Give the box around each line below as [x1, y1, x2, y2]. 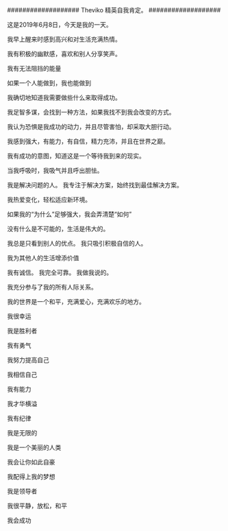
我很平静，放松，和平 [7, 501, 67, 510]
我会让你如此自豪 [7, 458, 55, 466]
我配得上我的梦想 [7, 473, 55, 480]
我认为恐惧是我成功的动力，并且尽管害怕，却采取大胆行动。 [7, 123, 175, 130]
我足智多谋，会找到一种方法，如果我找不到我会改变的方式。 [7, 108, 175, 116]
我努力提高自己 [7, 356, 49, 364]
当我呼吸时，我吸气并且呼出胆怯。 [7, 167, 103, 174]
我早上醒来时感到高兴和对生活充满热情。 [7, 35, 121, 43]
